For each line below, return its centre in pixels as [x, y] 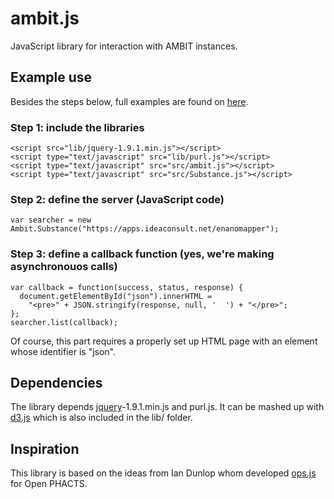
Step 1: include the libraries [77, 127]
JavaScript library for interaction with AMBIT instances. [124, 46]
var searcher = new [51, 220]
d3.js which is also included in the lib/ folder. [101, 418]
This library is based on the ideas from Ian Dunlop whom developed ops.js [163, 473]
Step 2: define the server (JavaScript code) [117, 199]
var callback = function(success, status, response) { [127, 287]
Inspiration [45, 448]
